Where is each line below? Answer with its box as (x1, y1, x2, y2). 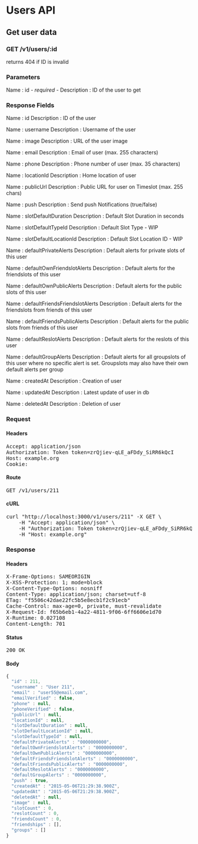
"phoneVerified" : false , (11, 706, 75, 712)
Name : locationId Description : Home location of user (6, 172, 137, 179)
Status (6, 633, 23, 641)
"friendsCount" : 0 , (11, 816, 62, 822)
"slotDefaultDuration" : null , (11, 723, 88, 729)
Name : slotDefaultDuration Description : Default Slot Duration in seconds (6, 212, 184, 219)
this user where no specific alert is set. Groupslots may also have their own (6, 360, 189, 367)
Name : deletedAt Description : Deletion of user (6, 400, 121, 408)
